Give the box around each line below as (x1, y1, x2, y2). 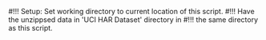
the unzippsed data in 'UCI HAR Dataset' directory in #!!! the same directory (8, 15, 259, 24)
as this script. (8, 24, 54, 32)
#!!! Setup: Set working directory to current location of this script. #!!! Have (8, 7, 255, 16)
